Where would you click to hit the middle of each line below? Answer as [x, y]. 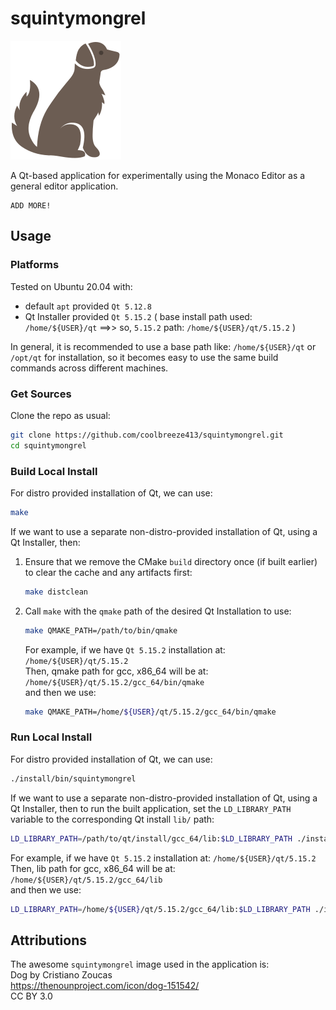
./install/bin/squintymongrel [73, 778]
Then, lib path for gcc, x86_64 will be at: [93, 868]
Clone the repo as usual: [60, 415]
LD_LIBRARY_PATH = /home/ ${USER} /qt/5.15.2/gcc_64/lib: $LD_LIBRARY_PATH [160, 909]
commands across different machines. [89, 368]
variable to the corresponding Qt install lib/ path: [112, 819]
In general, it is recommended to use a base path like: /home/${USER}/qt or [163, 346]
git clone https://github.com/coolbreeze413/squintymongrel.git [147, 435]
